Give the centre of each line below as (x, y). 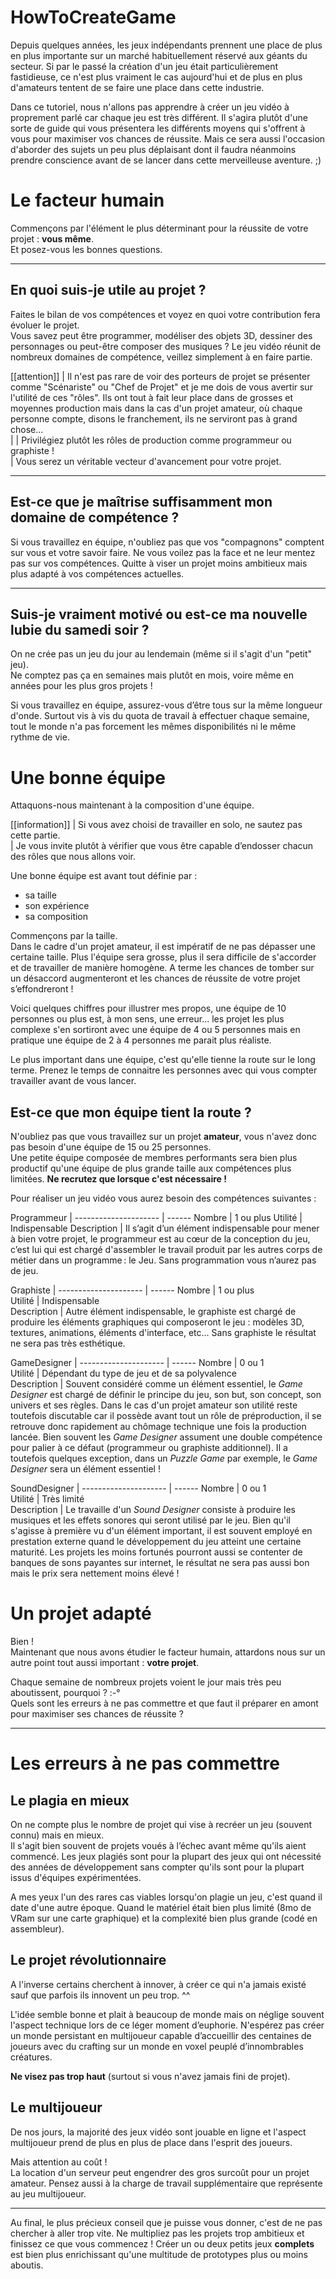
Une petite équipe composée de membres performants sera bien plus (154, 1158)
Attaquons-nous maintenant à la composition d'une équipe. (132, 805)
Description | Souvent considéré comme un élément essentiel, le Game (156, 1384)
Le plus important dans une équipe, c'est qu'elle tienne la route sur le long (163, 1060)
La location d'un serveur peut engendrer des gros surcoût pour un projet (160, 2172)
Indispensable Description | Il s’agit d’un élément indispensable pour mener (165, 1228)
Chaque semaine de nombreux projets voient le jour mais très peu (146, 1682)
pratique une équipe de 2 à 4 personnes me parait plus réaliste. (141, 1040)
